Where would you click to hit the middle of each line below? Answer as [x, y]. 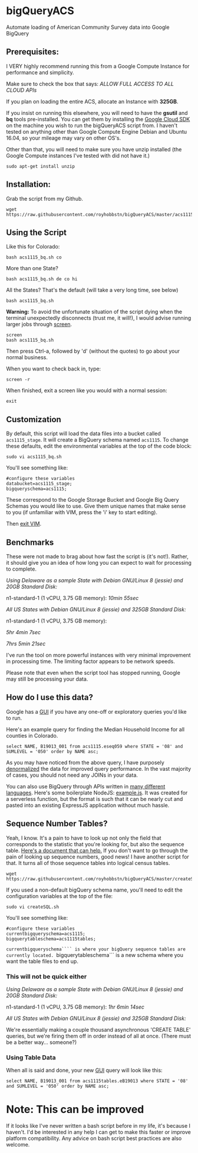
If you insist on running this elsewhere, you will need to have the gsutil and [97, 112]
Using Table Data [31, 1057]
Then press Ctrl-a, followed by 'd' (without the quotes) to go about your [93, 351]
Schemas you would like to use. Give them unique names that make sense [96, 506]
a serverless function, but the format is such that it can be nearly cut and [95, 799]
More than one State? [32, 269]
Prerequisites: [32, 52]
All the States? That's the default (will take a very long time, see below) [92, 290]
